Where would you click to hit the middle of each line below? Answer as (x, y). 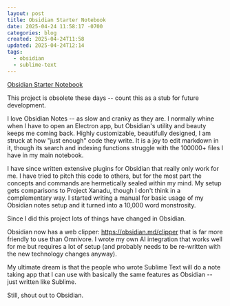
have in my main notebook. (45, 155)
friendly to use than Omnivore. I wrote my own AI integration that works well (115, 239)
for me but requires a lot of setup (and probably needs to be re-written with (114, 246)
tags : (15, 52)
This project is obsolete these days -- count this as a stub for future (103, 98)
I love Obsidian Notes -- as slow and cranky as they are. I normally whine (111, 119)
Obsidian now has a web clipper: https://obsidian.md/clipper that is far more (115, 232)
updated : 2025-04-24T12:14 (46, 45)
